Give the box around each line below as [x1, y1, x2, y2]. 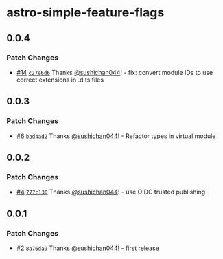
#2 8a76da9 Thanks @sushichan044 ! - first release [16, 244, 159, 252]
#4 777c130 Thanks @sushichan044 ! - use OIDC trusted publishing [16, 188, 206, 196]
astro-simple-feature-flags [6, 5, 165, 21]
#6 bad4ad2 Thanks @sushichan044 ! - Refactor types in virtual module [16, 132, 216, 140]
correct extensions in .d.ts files [16, 76, 104, 84]
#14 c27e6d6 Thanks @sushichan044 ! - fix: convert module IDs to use [16, 68, 213, 76]
